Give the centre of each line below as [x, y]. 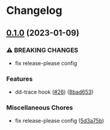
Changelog [34, 11]
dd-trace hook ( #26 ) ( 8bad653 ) [54, 92]
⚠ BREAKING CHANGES [42, 50]
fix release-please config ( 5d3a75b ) [60, 121]
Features [20, 79]
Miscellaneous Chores [40, 108]
